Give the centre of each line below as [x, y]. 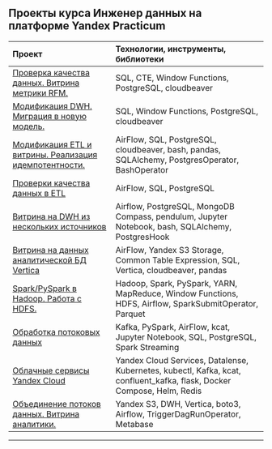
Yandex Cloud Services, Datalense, [182, 360]
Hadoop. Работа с [47, 298]
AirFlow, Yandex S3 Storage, [170, 250]
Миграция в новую [50, 116]
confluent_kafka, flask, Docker [173, 380]
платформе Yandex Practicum [87, 26]
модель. [29, 126]
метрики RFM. [40, 92]
